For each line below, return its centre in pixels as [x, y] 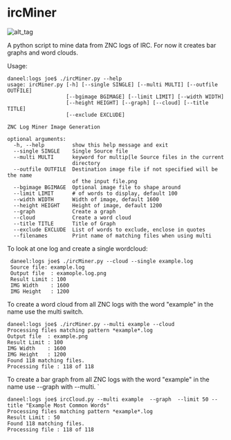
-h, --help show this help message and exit [91, 145]
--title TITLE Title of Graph [65, 223]
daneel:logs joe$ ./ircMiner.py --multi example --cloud [91, 324]
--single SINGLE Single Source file [71, 151]
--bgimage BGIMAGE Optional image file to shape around [97, 187]
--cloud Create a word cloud [72, 218]
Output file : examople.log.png [58, 273]
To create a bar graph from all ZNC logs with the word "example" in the [108, 379]
